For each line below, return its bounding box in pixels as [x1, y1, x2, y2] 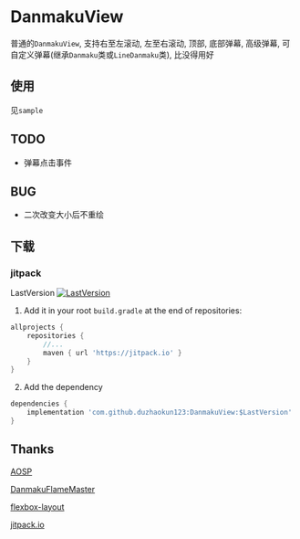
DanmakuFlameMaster [10, 483, 96, 494]
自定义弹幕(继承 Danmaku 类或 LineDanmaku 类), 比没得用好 [10, 48, 215, 60]
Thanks [10, 441, 55, 458]
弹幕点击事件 [23, 157, 72, 168]
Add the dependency [23, 382, 103, 393]
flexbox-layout [10, 501, 65, 513]
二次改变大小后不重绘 [23, 209, 104, 220]
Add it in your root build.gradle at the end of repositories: [23, 305, 243, 316]
